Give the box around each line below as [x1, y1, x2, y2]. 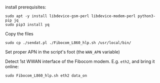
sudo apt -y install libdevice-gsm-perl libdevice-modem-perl [5, 14, 136, 19]
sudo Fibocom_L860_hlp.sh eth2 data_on [5, 73, 87, 78]
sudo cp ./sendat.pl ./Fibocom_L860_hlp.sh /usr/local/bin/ [5, 40, 132, 45]
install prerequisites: [5, 4, 46, 10]
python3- [137, 14, 156, 19]
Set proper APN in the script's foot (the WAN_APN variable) [5, 49, 120, 55]
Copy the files [5, 31, 34, 36]
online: [5, 64, 19, 69]
